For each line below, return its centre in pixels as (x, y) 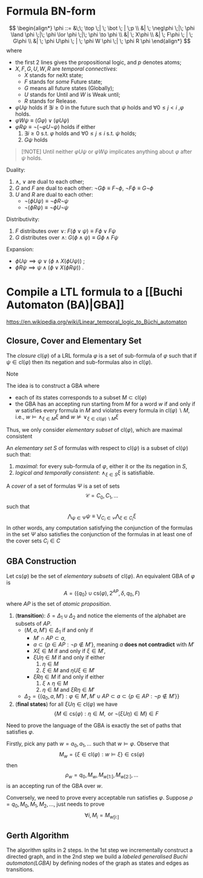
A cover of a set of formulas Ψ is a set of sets (63, 486)
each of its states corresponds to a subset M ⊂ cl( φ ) (81, 397)
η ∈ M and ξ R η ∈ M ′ (68, 690)
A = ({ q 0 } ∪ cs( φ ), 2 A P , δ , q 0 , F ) (102, 593)
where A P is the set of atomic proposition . (59, 604)
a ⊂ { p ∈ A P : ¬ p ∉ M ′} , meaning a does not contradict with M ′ (114, 644)
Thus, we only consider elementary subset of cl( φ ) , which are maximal (95, 430)
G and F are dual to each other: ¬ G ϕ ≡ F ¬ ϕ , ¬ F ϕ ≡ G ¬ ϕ (84, 188)
